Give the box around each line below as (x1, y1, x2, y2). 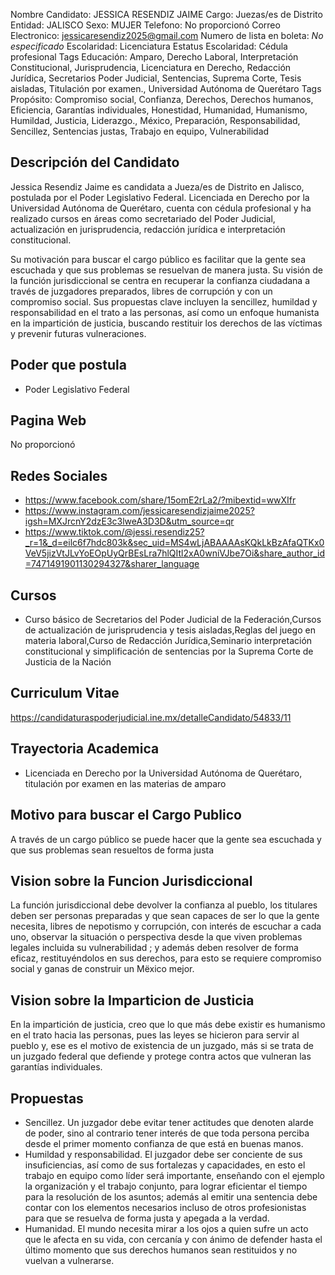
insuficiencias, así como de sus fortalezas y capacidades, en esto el (24, 1159, 306, 1171)
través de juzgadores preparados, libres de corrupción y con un (10, 285, 273, 297)
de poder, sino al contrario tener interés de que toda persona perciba (24, 1127, 310, 1139)
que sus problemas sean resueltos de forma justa (10, 844, 215, 856)
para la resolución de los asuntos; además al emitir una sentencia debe (24, 1190, 318, 1203)
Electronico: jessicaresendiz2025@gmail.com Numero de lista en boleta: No (10, 30, 324, 41)
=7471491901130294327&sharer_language (24, 558, 200, 570)
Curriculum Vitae (10, 685, 120, 702)
